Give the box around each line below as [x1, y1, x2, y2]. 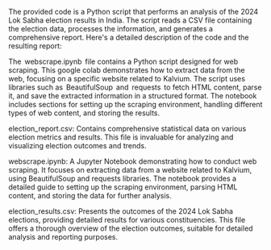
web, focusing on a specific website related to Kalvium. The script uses [8, 74, 246, 83]
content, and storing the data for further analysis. [8, 191, 172, 200]
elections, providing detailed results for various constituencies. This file [8, 215, 246, 224]
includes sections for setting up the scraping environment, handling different [8, 100, 263, 109]
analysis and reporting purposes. [8, 232, 119, 241]
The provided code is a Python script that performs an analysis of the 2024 [8, 7, 259, 16]
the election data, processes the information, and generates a [8, 24, 214, 33]
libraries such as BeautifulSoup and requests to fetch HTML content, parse [8, 82, 262, 92]
